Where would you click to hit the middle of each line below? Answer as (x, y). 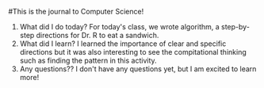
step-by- (235, 27)
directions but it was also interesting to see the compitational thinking (133, 52)
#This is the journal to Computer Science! (76, 11)
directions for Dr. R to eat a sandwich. (98, 35)
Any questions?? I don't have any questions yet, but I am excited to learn (138, 69)
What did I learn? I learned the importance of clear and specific (123, 44)
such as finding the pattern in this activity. (88, 60)
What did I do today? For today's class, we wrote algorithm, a (119, 27)
